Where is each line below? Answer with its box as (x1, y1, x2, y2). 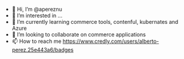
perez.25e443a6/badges (11, 46, 73, 53)
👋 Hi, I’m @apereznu (11, 6, 63, 13)
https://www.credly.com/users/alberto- (62, 38, 160, 45)
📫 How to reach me (11, 38, 62, 45)
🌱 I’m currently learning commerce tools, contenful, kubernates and (11, 18, 179, 25)
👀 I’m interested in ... (11, 12, 63, 19)
